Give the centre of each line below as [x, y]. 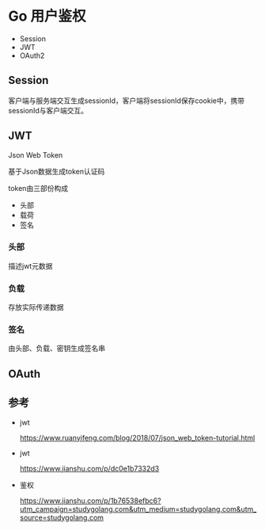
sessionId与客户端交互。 [48, 110]
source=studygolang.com [62, 517]
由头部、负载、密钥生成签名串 [57, 349]
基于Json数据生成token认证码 [57, 171]
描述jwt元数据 [30, 265]
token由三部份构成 [38, 188]
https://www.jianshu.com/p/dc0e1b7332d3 [89, 468]
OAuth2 [32, 55]
